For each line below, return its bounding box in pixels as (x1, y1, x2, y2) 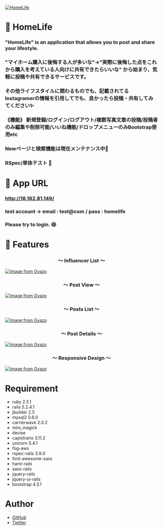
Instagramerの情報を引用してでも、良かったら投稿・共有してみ (5, 95, 154, 101)
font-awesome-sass (12, 456, 52, 462)
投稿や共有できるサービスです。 (15, 73, 89, 80)
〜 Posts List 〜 (64, 306, 99, 313)
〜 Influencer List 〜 (58, 257, 105, 264)
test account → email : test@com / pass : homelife (5, 208, 126, 215)
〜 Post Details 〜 (61, 330, 102, 337)
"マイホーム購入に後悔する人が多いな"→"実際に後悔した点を (5, 59, 147, 66)
